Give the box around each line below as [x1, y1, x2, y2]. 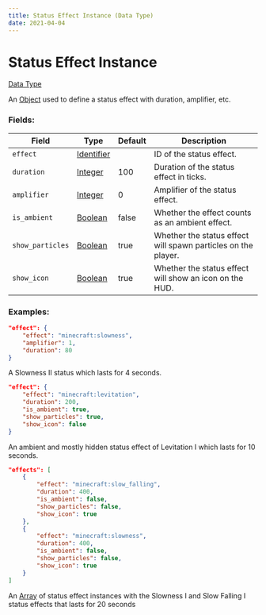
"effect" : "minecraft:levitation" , [22, 390, 140, 399]
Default [117, 135, 146, 146]
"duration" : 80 [22, 346, 73, 354]
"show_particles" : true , [22, 413, 104, 421]
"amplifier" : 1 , [22, 339, 77, 347]
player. [154, 249, 180, 260]
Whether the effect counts [154, 207, 252, 218]
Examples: [8, 306, 50, 317]
